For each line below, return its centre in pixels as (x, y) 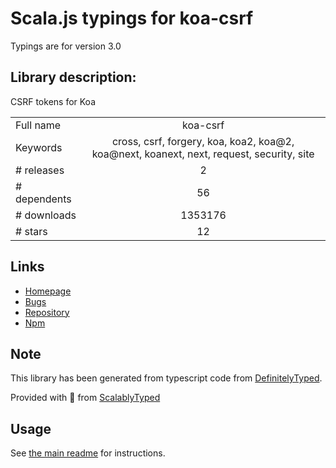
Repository (47, 312)
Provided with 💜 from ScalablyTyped (85, 398)
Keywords (39, 147)
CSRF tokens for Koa (53, 101)
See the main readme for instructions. (88, 453)
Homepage (48, 291)
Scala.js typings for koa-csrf (132, 18)
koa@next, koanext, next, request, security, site (203, 154)
